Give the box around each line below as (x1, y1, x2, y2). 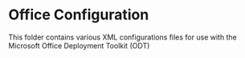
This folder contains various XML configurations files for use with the (8, 32, 237, 42)
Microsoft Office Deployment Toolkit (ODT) (8, 40, 150, 50)
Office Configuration (8, 6, 149, 24)
